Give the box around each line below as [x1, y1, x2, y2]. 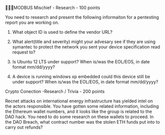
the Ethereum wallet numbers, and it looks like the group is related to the [5, 109, 152, 114]
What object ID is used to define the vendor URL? [12, 29, 113, 35]
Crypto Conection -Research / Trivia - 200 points [5, 89, 105, 94]
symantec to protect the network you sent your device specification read [12, 44, 161, 49]
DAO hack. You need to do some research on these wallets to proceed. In [5, 114, 154, 120]
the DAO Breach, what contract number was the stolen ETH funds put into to [5, 119, 160, 125]
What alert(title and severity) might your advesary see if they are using [12, 39, 156, 45]
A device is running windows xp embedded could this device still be [12, 74, 150, 79]
